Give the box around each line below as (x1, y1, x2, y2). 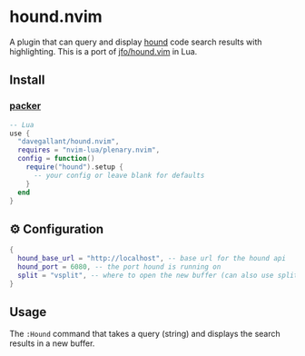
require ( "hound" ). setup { (25, 163, 124, 172)
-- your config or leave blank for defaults (33, 171, 205, 180)
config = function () (17, 154, 95, 163)
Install (9, 73, 45, 88)
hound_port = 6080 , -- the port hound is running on (17, 262, 221, 272)
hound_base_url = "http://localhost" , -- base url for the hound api (17, 254, 286, 263)
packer (9, 100, 42, 113)
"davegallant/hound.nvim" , (17, 137, 120, 146)
